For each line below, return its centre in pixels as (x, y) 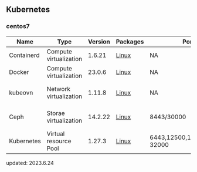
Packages (130, 42)
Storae (56, 113)
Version (99, 42)
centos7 (18, 26)
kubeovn (21, 92)
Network (59, 89)
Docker (19, 72)
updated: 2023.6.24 (30, 163)
